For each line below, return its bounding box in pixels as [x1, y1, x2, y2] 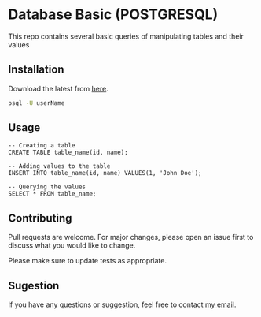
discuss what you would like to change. [8, 241, 136, 250]
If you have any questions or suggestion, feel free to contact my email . [8, 300, 237, 309]
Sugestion [8, 278, 60, 293]
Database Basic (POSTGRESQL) [8, 6, 219, 24]
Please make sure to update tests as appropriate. [8, 256, 167, 266]
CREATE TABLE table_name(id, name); [8, 148, 128, 157]
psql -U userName [8, 99, 65, 107]
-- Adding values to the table [8, 162, 111, 170]
